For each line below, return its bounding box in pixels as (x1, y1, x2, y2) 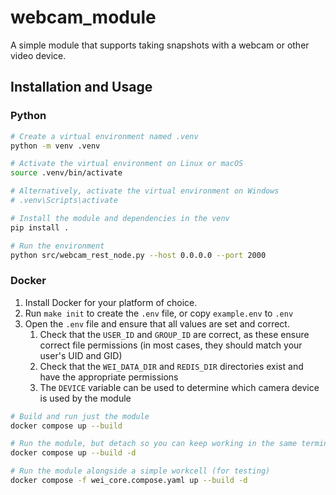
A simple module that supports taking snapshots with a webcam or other (10, 39, 310, 51)
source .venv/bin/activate (10, 168, 123, 178)
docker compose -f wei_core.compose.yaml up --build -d (10, 476, 248, 486)
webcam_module (10, 6, 157, 29)
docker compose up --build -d (10, 448, 137, 458)
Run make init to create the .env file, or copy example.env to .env (24, 307, 294, 319)
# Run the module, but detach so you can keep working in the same (10, 439, 298, 449)
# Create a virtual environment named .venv (10, 131, 199, 141)
